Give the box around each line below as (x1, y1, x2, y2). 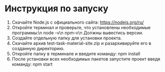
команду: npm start (11, 61, 53, 67)
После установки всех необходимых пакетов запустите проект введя (11, 56, 161, 62)
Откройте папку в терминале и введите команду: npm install (11, 50, 140, 57)
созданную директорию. (11, 45, 65, 51)
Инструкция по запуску (4, 3, 109, 14)
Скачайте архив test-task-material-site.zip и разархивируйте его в (11, 40, 152, 46)
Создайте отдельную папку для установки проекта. (11, 35, 122, 41)
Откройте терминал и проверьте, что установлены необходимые (11, 24, 151, 30)
